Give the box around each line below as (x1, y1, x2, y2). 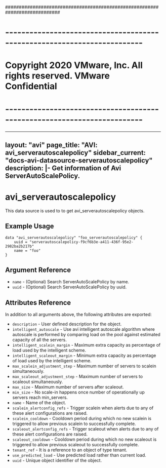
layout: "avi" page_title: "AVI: (5, 141, 98, 149)
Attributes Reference (5, 298, 71, 307)
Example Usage (5, 222, 54, 231)
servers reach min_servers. (12, 394, 68, 400)
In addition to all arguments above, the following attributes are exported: (5, 312, 152, 317)
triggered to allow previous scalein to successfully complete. (12, 421, 136, 427)
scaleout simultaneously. (12, 379, 63, 385)
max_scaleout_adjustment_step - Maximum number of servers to (12, 374, 143, 380)
